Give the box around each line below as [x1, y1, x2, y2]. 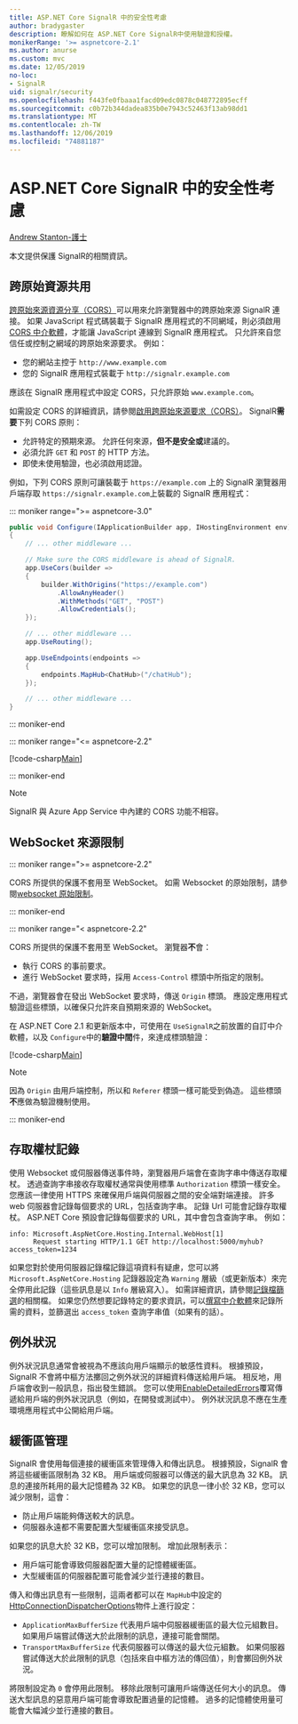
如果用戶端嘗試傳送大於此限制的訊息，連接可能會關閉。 [21, 1631, 224, 1641]
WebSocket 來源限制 [9, 834, 124, 850]
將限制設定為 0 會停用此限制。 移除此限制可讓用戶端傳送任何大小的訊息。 [9, 1683, 277, 1694]
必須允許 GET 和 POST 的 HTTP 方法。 [21, 447, 154, 457]
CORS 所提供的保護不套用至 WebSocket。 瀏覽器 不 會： [9, 941, 212, 952]
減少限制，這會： [9, 1492, 72, 1502]
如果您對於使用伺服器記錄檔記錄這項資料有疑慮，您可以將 [9, 1261, 219, 1272]
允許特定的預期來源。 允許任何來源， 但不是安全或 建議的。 [21, 435, 235, 446]
